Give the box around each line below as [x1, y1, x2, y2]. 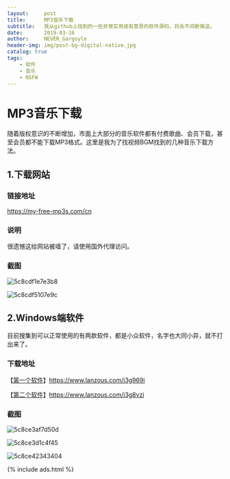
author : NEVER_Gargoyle [7, 36, 88, 43]
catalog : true [7, 49, 48, 56]
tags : [7, 55, 23, 62]
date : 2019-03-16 [7, 29, 75, 36]
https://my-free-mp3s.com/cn [7, 207, 92, 215]
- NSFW [19, 73, 38, 81]
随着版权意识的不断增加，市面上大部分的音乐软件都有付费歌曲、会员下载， [7, 130, 217, 138]
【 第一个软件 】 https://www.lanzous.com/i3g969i [7, 375, 145, 384]
